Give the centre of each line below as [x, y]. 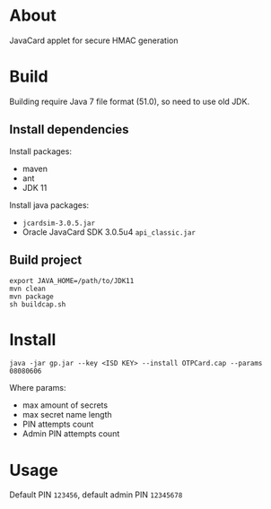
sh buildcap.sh [38, 304]
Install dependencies [69, 129]
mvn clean [28, 289]
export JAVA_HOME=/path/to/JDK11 [72, 280]
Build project [46, 260]
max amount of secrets [65, 405]
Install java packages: [49, 205]
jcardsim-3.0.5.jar [59, 223]
